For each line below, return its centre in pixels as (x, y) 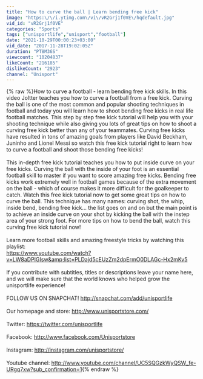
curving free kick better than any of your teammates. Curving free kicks (96, 130)
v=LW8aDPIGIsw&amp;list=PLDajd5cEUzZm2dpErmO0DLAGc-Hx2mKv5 (97, 260)
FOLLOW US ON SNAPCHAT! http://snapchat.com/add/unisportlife (89, 298)
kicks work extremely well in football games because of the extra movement (101, 182)
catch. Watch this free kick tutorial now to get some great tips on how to (96, 195)
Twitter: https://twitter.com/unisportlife (55, 324)
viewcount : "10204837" (35, 57)
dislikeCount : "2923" (34, 68)
